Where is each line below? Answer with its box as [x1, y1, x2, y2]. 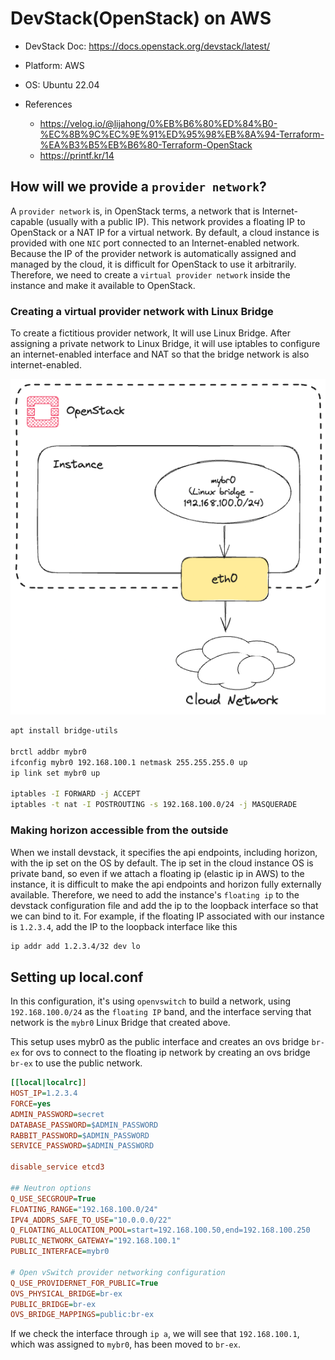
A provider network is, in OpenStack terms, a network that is [10, 205, 260, 217]
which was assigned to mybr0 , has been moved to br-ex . [10, 1338, 241, 1351]
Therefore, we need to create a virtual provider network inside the [10, 268, 291, 281]
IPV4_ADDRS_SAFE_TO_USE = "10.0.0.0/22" [10, 1215, 172, 1225]
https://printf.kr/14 [39, 149, 115, 161]
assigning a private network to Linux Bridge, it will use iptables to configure [10, 338, 321, 350]
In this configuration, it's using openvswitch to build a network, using [10, 995, 292, 1007]
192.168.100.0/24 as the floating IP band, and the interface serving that [10, 1006, 312, 1018]
